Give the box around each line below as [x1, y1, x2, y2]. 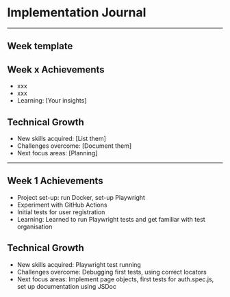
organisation [16, 222, 53, 231]
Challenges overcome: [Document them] [16, 142, 132, 150]
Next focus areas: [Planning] [16, 148, 98, 157]
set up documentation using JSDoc [16, 282, 117, 290]
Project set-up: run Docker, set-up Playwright [16, 193, 146, 201]
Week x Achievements [7, 64, 105, 75]
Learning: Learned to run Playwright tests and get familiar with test [16, 215, 205, 223]
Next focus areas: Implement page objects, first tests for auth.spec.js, [16, 275, 214, 283]
